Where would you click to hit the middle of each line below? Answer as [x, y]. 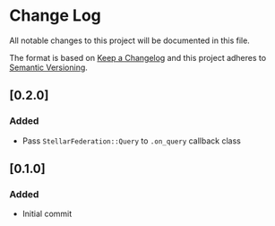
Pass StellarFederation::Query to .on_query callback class [132, 141]
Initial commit [47, 214]
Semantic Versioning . [48, 67]
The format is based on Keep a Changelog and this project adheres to [138, 57]
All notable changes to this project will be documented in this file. [130, 40]
